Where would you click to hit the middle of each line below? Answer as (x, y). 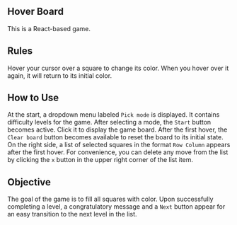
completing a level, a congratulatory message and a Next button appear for (116, 207)
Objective (29, 182)
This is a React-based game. (49, 28)
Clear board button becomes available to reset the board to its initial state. (116, 137)
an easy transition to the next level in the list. (72, 214)
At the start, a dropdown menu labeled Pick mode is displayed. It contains (114, 115)
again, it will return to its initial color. (59, 75)
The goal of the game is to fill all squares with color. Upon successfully (110, 199)
